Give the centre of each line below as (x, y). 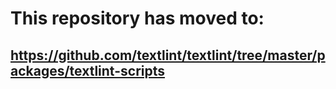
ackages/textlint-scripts (88, 70)
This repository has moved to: (137, 18)
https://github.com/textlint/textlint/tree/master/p (168, 55)
